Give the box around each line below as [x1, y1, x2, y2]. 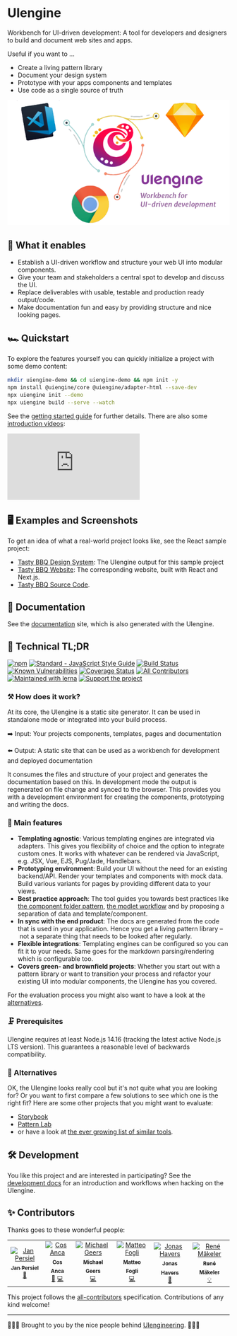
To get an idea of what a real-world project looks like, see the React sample [7, 536, 227, 546]
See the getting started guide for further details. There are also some [7, 412, 208, 420]
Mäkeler [199, 1269, 220, 1277]
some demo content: [7, 362, 68, 371]
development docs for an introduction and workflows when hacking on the [7, 1179, 224, 1187]
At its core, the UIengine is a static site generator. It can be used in [7, 708, 201, 716]
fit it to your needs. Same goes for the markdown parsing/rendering [17, 947, 214, 955]
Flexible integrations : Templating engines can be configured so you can [17, 939, 229, 948]
